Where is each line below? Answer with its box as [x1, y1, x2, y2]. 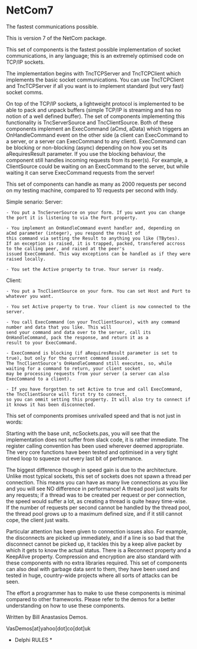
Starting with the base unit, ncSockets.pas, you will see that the [6, 430, 160, 437]
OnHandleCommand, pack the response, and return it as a [6, 335, 149, 340]
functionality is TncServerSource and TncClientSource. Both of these [6, 119, 173, 126]
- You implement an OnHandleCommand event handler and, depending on [6, 225, 181, 231]
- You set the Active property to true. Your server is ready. [6, 266, 165, 272]
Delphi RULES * [14, 636, 53, 643]
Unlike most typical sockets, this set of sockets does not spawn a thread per [6, 473, 191, 480]
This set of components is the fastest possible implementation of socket [6, 45, 181, 53]
